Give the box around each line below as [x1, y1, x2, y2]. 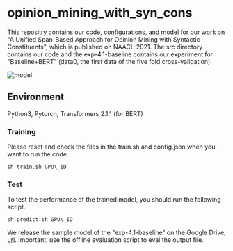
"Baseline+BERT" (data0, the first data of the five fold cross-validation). [7, 57, 212, 65]
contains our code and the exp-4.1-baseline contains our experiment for [7, 50, 214, 58]
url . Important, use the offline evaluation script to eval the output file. [7, 236, 204, 244]
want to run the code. [7, 150, 69, 159]
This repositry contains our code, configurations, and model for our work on [7, 28, 225, 36]
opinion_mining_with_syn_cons [7, 5, 193, 21]
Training [7, 127, 36, 136]
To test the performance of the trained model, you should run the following [7, 195, 221, 204]
